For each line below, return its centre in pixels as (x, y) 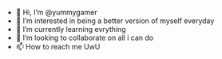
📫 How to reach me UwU (58, 47)
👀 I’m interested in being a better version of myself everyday (115, 21)
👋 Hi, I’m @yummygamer (56, 12)
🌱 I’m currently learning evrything (71, 29)
